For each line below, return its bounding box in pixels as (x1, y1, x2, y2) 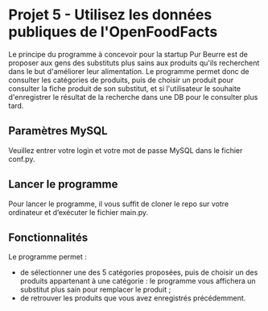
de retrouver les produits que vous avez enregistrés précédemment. (19, 293, 246, 303)
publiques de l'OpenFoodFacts (8, 23, 218, 41)
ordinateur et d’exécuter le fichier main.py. (8, 207, 149, 217)
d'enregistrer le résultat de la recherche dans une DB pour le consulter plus (8, 92, 258, 102)
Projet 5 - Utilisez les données (8, 6, 212, 24)
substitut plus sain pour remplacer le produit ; (19, 284, 171, 295)
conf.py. (8, 154, 35, 164)
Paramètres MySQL (8, 124, 108, 138)
